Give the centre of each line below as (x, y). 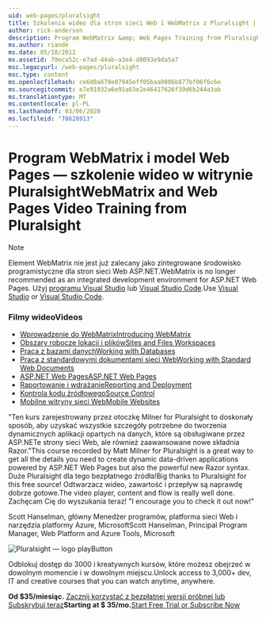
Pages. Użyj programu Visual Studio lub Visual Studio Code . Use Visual (123, 288)
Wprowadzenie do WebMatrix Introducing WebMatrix (105, 335)
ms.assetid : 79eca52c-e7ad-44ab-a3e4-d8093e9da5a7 (93, 60)
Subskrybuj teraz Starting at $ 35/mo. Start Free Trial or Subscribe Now (124, 605)
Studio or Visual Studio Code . (56, 296)
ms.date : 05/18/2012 (42, 52)
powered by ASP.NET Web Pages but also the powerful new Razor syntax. (129, 468)
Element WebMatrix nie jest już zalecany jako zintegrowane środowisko (125, 263)
